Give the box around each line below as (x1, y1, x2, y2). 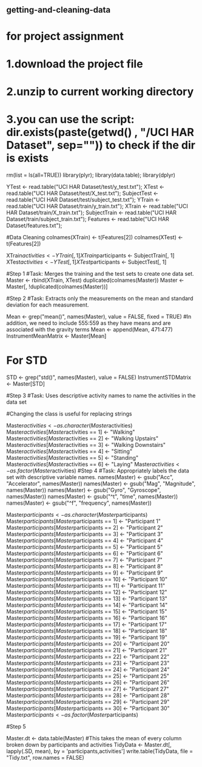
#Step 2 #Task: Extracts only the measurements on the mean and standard (6, 295, 194, 302)
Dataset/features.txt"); (6, 222, 62, 229)
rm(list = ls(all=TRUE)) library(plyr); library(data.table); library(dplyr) (6, 171, 176, 179)
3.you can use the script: (6, 112, 135, 126)
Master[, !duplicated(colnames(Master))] (6, 282, 108, 290)
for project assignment (6, 29, 124, 43)
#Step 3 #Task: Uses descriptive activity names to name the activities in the (6, 392, 196, 399)
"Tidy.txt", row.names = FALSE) (6, 754, 85, 761)
